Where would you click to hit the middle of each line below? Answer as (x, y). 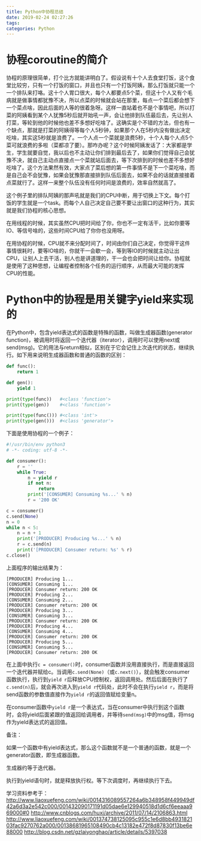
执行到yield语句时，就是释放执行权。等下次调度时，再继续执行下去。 (91, 780)
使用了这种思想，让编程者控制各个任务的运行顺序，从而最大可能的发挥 (98, 266)
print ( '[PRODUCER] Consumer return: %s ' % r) (75, 550)
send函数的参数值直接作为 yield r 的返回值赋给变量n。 (73, 694)
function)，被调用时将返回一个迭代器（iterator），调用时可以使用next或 (93, 340)
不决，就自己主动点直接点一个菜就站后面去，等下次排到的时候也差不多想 (100, 160)
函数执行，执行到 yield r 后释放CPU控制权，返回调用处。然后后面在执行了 (97, 679)
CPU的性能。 (22, 273)
